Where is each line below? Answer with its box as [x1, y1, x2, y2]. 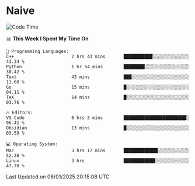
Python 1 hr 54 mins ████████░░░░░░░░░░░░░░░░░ [6, 64, 190, 69]
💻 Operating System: [6, 141, 58, 147]
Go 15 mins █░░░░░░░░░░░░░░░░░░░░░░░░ [6, 84, 190, 90]
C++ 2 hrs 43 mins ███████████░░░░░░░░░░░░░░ [6, 54, 190, 59]
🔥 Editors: [6, 110, 33, 115]
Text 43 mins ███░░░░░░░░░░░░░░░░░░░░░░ [6, 74, 190, 80]
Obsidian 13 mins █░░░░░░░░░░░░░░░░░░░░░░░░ [6, 125, 190, 131]
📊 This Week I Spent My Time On [6, 35, 89, 42]
